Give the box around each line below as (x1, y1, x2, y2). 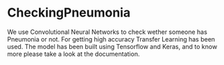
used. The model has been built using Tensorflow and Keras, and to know (7, 42, 218, 50)
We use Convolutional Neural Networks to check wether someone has (7, 28, 208, 36)
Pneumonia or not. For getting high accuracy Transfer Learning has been (7, 35, 216, 43)
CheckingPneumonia (7, 5, 130, 21)
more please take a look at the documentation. (7, 50, 140, 58)
